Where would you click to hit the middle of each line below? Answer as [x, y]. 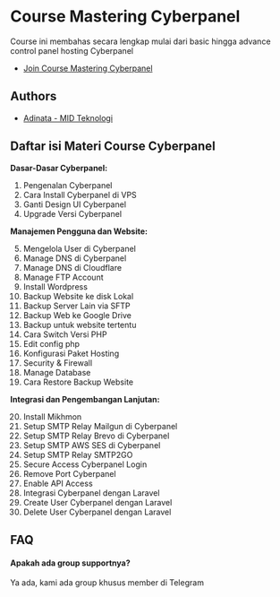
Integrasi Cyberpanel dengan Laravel [91, 493]
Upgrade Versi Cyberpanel [72, 213]
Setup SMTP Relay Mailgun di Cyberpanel [100, 426]
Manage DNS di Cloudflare [72, 267]
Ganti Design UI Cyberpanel [75, 204]
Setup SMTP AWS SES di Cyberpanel [92, 445]
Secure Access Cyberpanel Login [85, 464]
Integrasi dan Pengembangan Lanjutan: [85, 399]
